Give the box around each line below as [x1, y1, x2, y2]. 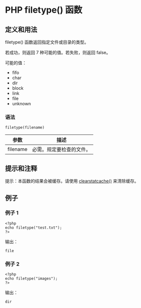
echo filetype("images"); [5, 276, 58, 281]
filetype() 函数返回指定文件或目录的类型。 [5, 39, 89, 45]
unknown [12, 101, 31, 106]
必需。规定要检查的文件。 [32, 146, 91, 153]
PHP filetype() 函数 [5, 4, 82, 16]
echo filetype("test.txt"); [5, 225, 62, 230]
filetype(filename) [5, 125, 45, 130]
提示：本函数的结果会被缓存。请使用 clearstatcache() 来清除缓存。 [5, 178, 139, 184]
